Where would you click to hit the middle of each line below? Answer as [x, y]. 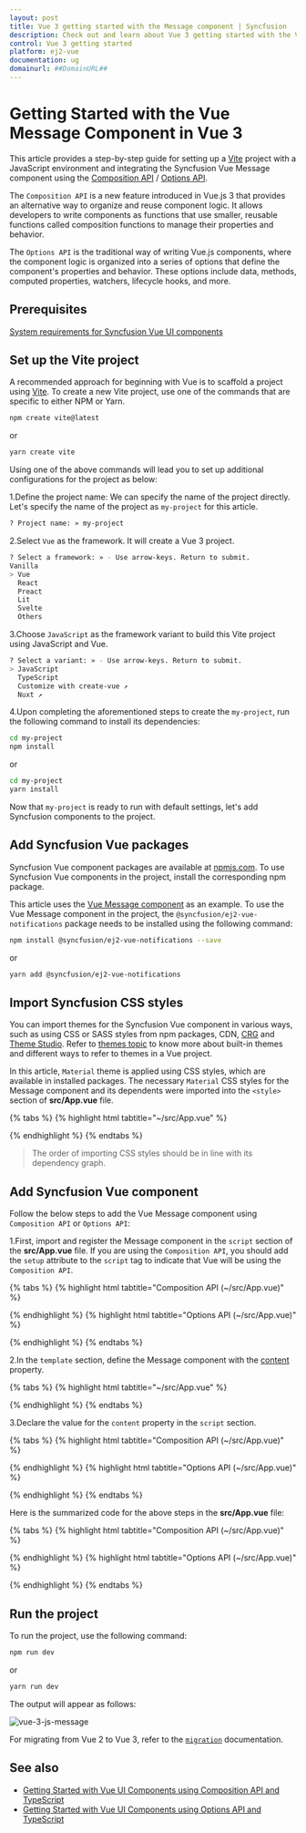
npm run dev [32, 1652]
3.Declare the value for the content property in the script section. [133, 1423]
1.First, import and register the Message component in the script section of [151, 1241]
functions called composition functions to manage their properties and [142, 224]
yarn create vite [42, 452]
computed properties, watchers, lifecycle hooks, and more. [120, 281]
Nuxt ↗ [30, 695]
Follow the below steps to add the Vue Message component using [133, 1214]
